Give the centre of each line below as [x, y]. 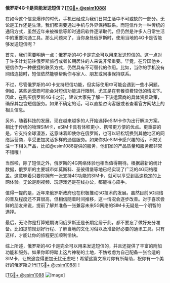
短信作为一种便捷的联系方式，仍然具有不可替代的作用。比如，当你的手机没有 [85, 67]
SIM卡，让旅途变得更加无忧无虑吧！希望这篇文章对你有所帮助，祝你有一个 [82, 258]
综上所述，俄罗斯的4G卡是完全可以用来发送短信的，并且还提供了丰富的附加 [84, 246]
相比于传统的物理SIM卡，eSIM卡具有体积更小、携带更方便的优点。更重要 [81, 127]
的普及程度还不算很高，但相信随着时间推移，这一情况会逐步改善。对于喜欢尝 [85, 199]
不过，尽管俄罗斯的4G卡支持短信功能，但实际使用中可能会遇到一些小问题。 [84, 85]
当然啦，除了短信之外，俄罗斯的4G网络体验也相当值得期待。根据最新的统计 [84, 163]
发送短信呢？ [23, 44]
